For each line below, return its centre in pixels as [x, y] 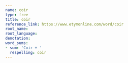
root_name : [17, 29]
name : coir [17, 10]
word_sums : [17, 43]
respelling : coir [28, 52]
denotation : [18, 39]
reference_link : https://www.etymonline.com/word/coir [65, 24]
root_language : [21, 34]
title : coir [18, 19]
